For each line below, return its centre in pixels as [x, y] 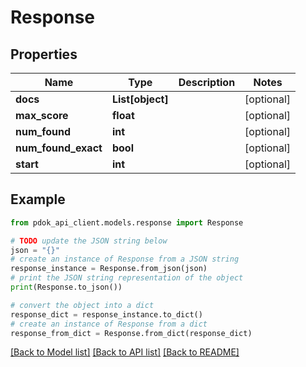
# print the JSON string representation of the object [127, 278]
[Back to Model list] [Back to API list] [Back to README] [125, 352]
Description [207, 82]
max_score [42, 115]
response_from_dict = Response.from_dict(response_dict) [131, 333]
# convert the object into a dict [82, 305]
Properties [44, 54]
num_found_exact [59, 148]
